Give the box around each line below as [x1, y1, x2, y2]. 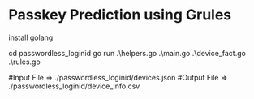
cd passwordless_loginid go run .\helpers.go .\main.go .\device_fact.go [8, 48, 246, 58]
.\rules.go [8, 57, 41, 67]
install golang [8, 32, 54, 42]
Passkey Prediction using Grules [8, 6, 232, 24]
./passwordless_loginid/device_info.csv [8, 81, 140, 91]
